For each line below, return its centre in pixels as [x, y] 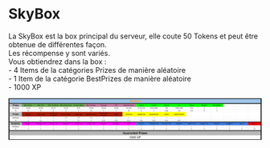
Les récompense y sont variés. [59, 53]
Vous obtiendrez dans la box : [57, 62]
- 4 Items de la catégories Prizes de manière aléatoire [97, 70]
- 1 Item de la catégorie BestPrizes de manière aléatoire [100, 78]
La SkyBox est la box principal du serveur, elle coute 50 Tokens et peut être [133, 36]
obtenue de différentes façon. [57, 44]
